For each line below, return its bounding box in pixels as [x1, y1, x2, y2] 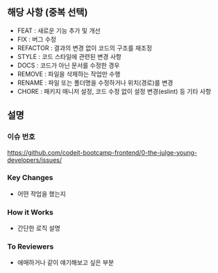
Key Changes [7, 173, 53, 183]
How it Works [7, 207, 53, 217]
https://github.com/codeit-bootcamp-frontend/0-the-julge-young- [7, 148, 198, 156]
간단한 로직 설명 [17, 224, 60, 233]
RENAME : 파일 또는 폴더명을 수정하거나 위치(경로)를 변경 [17, 78, 174, 87]
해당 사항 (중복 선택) [7, 6, 88, 19]
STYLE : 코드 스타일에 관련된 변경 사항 [17, 52, 121, 60]
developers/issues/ [7, 156, 62, 164]
